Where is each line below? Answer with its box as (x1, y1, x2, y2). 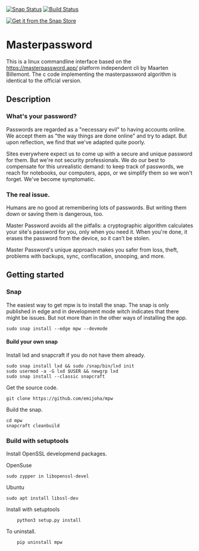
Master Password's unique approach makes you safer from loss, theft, (6, 246, 179, 253)
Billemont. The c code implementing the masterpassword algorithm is (6, 71, 177, 78)
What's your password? (6, 112, 77, 121)
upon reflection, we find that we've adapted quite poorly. (6, 138, 146, 146)
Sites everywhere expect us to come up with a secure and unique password (6, 150, 192, 157)
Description (6, 94, 51, 105)
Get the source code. (6, 384, 58, 391)
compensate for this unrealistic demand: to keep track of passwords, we (6, 163, 184, 170)
